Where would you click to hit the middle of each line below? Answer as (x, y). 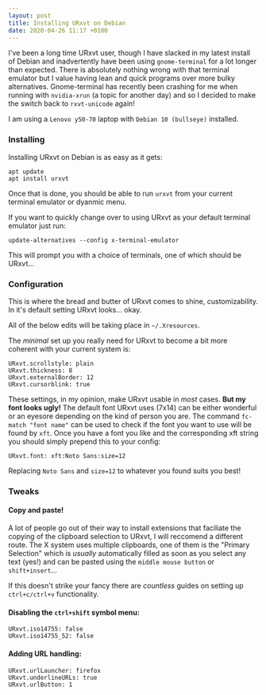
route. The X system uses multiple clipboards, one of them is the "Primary (129, 545)
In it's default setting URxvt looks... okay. (75, 309)
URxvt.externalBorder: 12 (51, 377)
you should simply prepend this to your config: (85, 441)
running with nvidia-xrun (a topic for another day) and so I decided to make (132, 95)
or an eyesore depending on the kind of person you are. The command (124, 416)
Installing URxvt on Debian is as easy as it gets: (85, 157)
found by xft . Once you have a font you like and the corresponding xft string (133, 433)
